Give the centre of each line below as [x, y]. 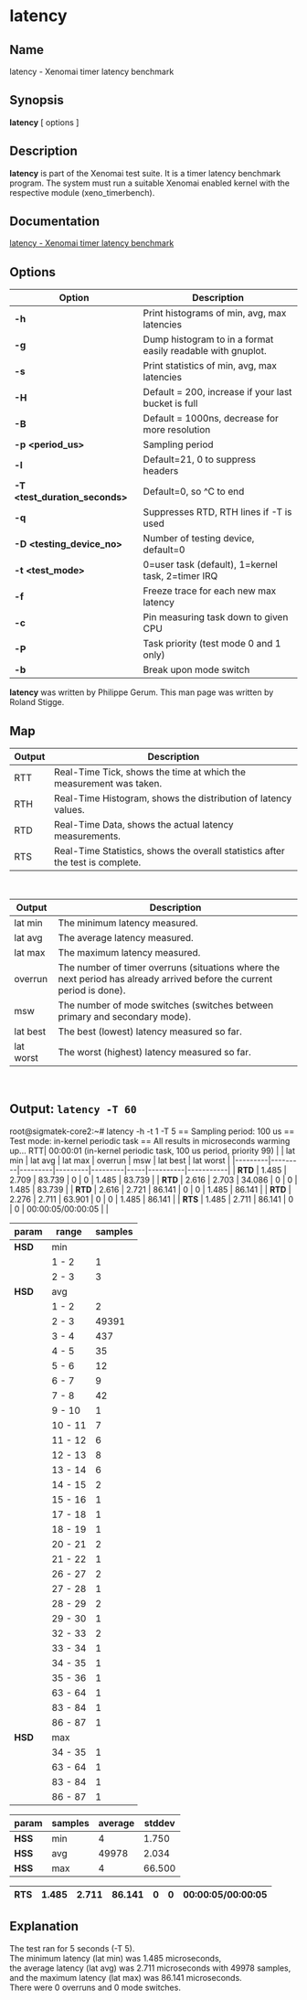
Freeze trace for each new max [210, 591]
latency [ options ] [44, 122]
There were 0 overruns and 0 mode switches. [95, 1987]
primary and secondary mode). [125, 1017]
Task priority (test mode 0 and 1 [212, 644]
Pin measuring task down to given [216, 617]
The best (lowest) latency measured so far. [150, 1032]
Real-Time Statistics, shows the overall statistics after [169, 851]
